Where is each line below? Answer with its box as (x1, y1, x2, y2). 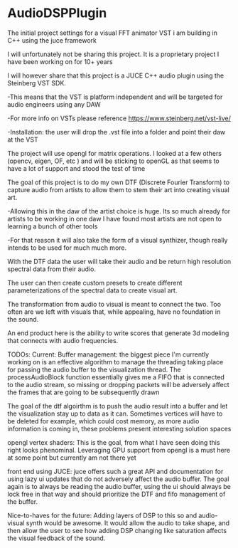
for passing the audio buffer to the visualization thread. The (7, 365, 181, 374)
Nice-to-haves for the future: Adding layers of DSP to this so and (7, 511, 198, 520)
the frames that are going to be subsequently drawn (7, 388, 160, 396)
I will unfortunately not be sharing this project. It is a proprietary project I (7, 50, 220, 58)
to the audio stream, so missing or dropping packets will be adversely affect (7, 380, 229, 389)
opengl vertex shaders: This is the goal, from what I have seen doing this (7, 438, 220, 446)
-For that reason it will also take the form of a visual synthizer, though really (7, 236, 228, 244)
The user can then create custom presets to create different (7, 278, 183, 287)
